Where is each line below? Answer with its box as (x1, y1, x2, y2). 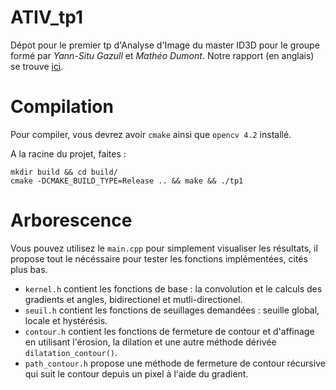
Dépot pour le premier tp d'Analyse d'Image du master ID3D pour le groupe (10, 39, 320, 51)
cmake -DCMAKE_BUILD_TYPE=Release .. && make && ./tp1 (10, 176, 244, 186)
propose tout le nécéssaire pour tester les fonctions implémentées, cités (10, 252, 308, 265)
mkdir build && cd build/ (10, 167, 118, 177)
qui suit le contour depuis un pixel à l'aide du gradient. (24, 367, 249, 380)
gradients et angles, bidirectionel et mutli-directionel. (24, 293, 243, 305)
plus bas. (10, 263, 48, 275)
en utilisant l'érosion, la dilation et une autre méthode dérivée (24, 336, 277, 348)
